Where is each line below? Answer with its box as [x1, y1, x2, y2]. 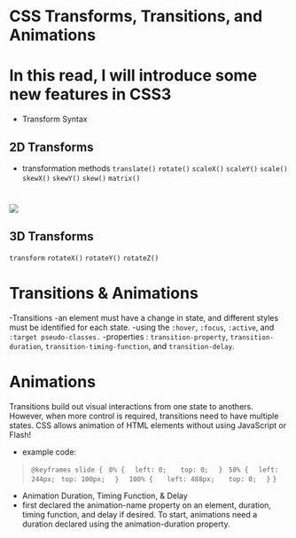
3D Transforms [9, 229, 95, 244]
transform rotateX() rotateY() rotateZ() [9, 253, 160, 262]
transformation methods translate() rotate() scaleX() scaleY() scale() [21, 162, 288, 174]
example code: [21, 446, 77, 457]
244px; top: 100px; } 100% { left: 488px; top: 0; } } [30, 474, 277, 484]
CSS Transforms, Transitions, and [9, 6, 263, 27]
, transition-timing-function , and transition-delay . [41, 340, 235, 351]
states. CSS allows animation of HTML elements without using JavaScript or [9, 419, 287, 431]
